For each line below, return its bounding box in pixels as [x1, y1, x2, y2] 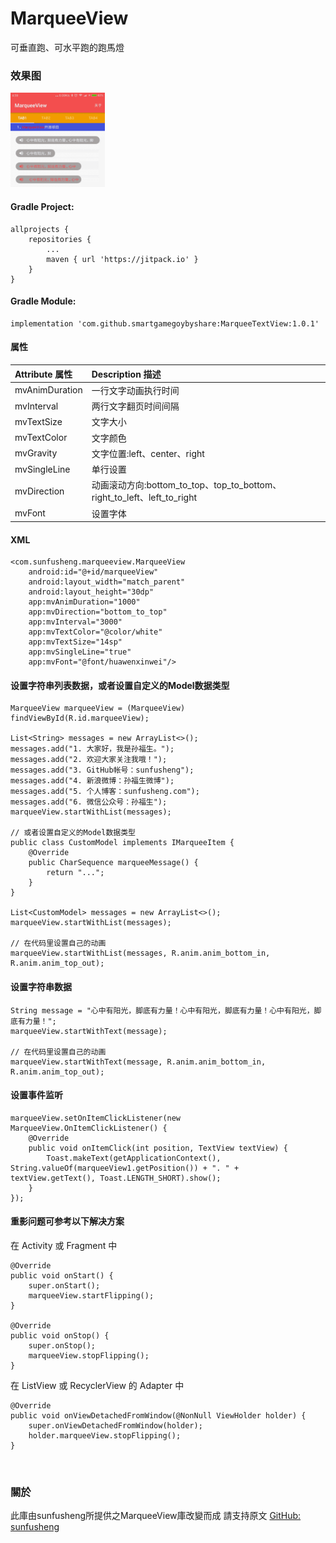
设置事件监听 [10, 1089, 63, 1101]
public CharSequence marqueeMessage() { [28, 858, 199, 868]
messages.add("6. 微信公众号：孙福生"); [10, 797, 168, 807]
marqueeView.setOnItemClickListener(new [10, 1113, 182, 1123]
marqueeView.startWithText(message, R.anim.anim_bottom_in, [10, 1057, 267, 1067]
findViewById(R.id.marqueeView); [10, 713, 150, 724]
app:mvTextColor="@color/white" [28, 627, 163, 637]
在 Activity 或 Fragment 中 [10, 1240, 118, 1252]
